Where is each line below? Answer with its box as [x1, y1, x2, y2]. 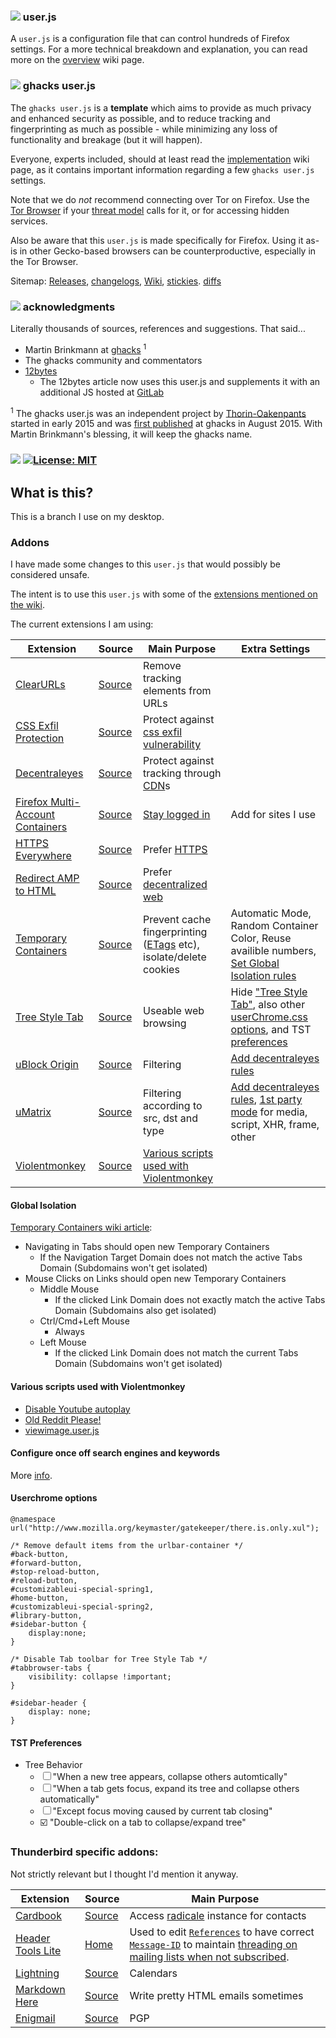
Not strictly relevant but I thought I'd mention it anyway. [10, 1868, 239, 1880]
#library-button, [10, 1611, 83, 1621]
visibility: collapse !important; [28, 1672, 172, 1682]
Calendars [129, 1966, 178, 1980]
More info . [10, 1469, 53, 1481]
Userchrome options [10, 1492, 98, 1504]
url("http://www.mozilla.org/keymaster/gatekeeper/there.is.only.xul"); [10, 1523, 320, 1534]
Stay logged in [143, 808, 211, 822]
